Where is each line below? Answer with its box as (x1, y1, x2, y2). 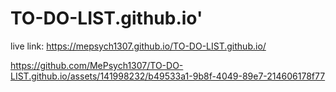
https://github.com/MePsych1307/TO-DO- (10, 59, 184, 71)
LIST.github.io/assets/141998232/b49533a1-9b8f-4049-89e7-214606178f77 (10, 70, 326, 82)
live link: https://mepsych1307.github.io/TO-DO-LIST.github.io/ (10, 40, 267, 52)
